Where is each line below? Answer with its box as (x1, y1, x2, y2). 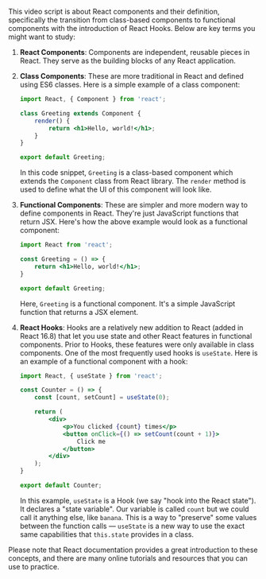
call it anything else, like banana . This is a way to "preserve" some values (19, 512, 257, 522)
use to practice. (8, 562, 60, 571)
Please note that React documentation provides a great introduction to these (8, 545, 258, 554)
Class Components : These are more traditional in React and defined (19, 72, 245, 80)
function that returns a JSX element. (19, 307, 139, 317)
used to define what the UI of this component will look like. (19, 185, 212, 194)
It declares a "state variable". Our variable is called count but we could (19, 504, 249, 514)
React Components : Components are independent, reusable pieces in (19, 48, 250, 56)
